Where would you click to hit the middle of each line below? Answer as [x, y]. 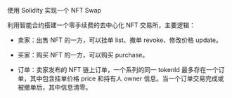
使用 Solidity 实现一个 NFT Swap [54, 10]
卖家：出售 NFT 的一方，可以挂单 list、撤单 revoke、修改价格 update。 [120, 40]
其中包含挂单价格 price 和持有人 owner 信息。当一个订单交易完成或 [127, 78]
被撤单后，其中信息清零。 [54, 87]
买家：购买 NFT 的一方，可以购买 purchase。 [83, 55]
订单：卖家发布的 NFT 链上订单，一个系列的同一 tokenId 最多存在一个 [118, 70]
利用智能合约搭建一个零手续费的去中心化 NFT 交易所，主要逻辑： [101, 25]
